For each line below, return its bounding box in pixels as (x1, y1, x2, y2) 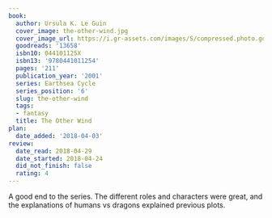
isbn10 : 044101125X (15, 49, 82, 57)
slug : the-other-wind (15, 94, 89, 103)
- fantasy (15, 110, 49, 118)
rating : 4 (15, 170, 49, 178)
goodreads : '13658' (15, 42, 82, 50)
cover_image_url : (15, 34, 74, 43)
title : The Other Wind (15, 117, 92, 125)
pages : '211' (15, 65, 60, 73)
